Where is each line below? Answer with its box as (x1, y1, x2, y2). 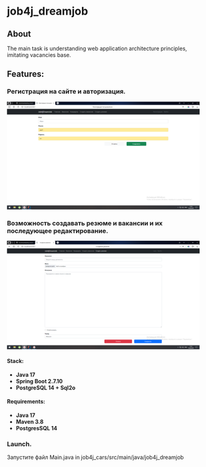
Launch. (7, 439, 32, 448)
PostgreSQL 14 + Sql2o (15, 384, 76, 391)
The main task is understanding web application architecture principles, (7, 45, 187, 52)
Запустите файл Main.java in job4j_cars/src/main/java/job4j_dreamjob (7, 454, 184, 461)
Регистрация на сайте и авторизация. (7, 87, 126, 96)
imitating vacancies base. (7, 51, 72, 59)
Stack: (7, 358, 24, 365)
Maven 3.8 (15, 417, 44, 425)
